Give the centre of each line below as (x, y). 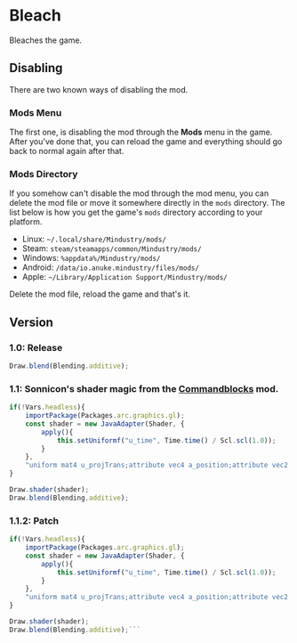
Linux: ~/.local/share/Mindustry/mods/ (94, 239)
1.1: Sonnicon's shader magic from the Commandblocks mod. (144, 388)
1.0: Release (36, 347)
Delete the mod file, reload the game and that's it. (100, 294)
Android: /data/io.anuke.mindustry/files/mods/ (111, 267)
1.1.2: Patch (34, 520)
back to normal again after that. (67, 151)
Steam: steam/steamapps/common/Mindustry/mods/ (112, 248)
